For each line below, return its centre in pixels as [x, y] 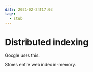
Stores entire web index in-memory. [40, 65]
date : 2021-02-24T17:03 [29, 9]
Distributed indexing [47, 42]
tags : [10, 14]
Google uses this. [22, 55]
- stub [16, 18]
